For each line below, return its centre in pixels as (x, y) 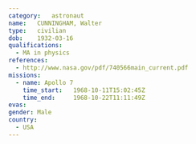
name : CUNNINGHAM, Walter (55, 23)
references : (28, 61)
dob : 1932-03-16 (41, 38)
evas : (17, 105)
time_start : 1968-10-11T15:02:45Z (84, 90)
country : (23, 120)
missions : (25, 75)
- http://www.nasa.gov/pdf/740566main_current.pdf (102, 68)
